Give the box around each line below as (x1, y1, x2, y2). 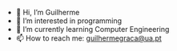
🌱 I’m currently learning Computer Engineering (15, 25, 170, 33)
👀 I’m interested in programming (15, 16, 123, 25)
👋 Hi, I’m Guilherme (15, 8, 80, 17)
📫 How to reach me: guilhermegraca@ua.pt (15, 33, 162, 43)
